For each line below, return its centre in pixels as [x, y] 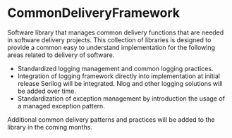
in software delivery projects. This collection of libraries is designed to [109, 39]
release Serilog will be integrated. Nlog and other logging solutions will [120, 83]
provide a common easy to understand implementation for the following [111, 47]
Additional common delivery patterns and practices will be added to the [111, 119]
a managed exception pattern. [61, 106]
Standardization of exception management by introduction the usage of [121, 98]
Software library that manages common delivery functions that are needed [116, 32]
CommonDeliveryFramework [94, 13]
